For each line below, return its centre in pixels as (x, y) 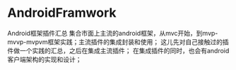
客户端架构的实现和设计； (45, 59)
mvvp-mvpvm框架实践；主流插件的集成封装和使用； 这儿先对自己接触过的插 (118, 42)
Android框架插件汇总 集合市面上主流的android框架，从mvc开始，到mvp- (113, 33)
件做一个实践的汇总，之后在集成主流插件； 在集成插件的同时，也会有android (118, 50)
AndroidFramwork (62, 13)
